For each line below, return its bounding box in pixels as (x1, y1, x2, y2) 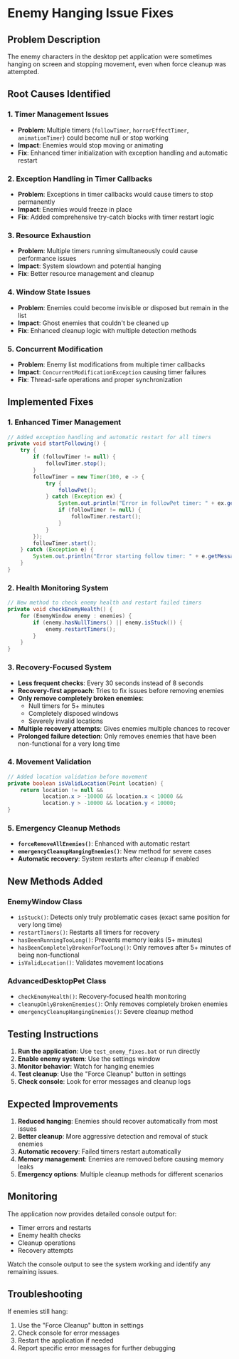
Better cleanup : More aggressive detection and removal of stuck (17, 1132, 208, 1140)
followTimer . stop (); (45, 460, 107, 468)
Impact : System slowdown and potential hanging (17, 262, 161, 270)
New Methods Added (7, 875, 103, 887)
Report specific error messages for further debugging (17, 1343, 176, 1352)
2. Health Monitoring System (7, 583, 109, 593)
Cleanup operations (17, 1239, 76, 1247)
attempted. (7, 68, 40, 76)
